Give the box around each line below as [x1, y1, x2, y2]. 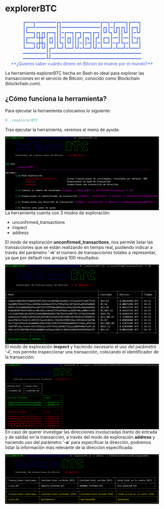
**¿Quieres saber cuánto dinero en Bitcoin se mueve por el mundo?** [10, 61, 154, 66]
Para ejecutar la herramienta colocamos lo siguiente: [5, 108, 111, 113]
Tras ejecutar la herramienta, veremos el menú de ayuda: [5, 127, 120, 133]
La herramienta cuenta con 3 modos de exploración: [5, 210, 111, 216]
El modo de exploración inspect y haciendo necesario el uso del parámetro [5, 343, 157, 350]
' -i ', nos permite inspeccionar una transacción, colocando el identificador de [5, 349, 159, 354]
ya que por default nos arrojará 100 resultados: [5, 255, 100, 261]
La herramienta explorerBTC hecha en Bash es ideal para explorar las [5, 70, 144, 76]
